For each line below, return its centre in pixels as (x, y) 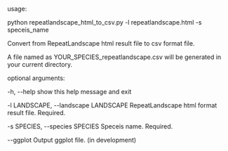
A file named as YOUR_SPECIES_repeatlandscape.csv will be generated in (114, 57)
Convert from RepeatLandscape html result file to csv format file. (101, 43)
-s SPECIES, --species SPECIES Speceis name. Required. (90, 126)
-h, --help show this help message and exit (69, 92)
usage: (17, 9)
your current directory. (40, 64)
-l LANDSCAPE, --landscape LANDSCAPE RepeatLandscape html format (112, 105)
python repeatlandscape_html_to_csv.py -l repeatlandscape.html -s (105, 22)
